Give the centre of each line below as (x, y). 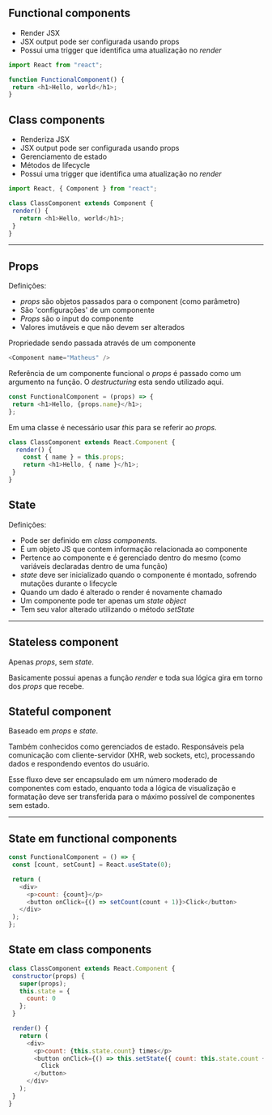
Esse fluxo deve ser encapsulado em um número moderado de (113, 780)
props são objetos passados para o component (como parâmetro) (130, 301)
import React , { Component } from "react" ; (83, 189)
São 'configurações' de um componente (87, 310)
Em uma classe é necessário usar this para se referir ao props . (113, 427)
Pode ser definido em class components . (89, 540)
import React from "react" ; (56, 65)
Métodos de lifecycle (55, 165)
